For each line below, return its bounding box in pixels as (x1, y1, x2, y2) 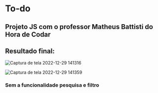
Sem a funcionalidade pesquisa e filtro (5, 82, 100, 89)
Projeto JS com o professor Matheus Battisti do (5, 23, 153, 31)
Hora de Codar (5, 30, 51, 38)
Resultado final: (5, 47, 55, 55)
